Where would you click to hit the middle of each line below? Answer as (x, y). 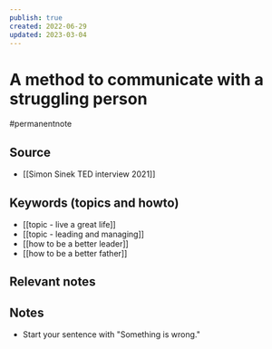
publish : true (36, 18)
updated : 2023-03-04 (49, 34)
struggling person (78, 98)
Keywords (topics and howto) (94, 203)
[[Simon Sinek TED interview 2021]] (89, 174)
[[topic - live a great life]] (69, 224)
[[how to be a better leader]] (75, 243)
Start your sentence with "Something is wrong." (112, 334)
